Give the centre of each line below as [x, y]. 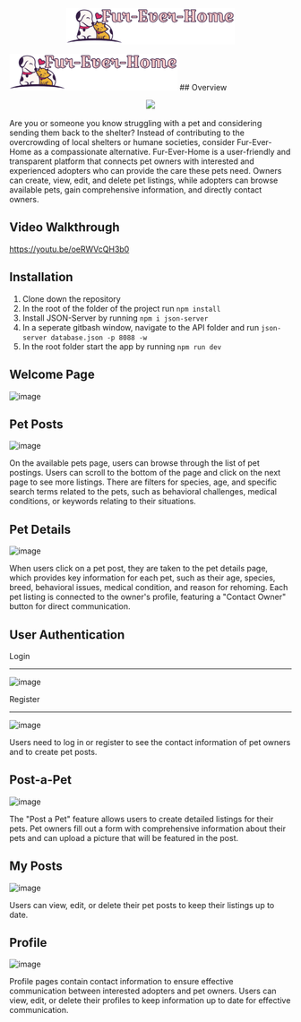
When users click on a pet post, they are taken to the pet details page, [139, 569]
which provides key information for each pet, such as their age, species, [142, 578]
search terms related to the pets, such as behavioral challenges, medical [143, 492]
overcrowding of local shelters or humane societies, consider [122, 142]
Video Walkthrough [64, 228]
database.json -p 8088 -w [99, 338]
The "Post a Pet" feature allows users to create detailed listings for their [142, 819]
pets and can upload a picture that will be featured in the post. [124, 837]
